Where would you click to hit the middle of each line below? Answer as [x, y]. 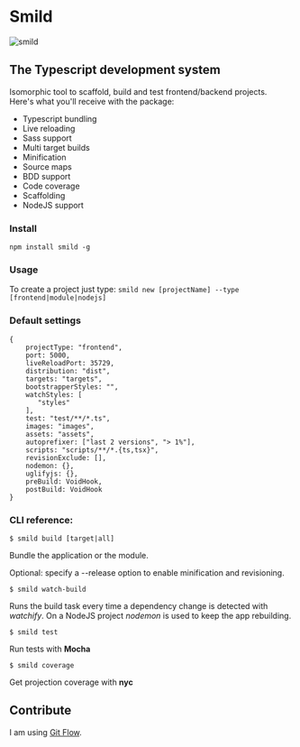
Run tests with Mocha [50, 649]
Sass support [47, 138]
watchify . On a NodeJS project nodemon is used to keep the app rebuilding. [150, 615]
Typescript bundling [59, 118]
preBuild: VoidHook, [64, 481]
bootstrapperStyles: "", [72, 387]
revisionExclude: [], [66, 457]
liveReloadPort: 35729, [70, 363]
